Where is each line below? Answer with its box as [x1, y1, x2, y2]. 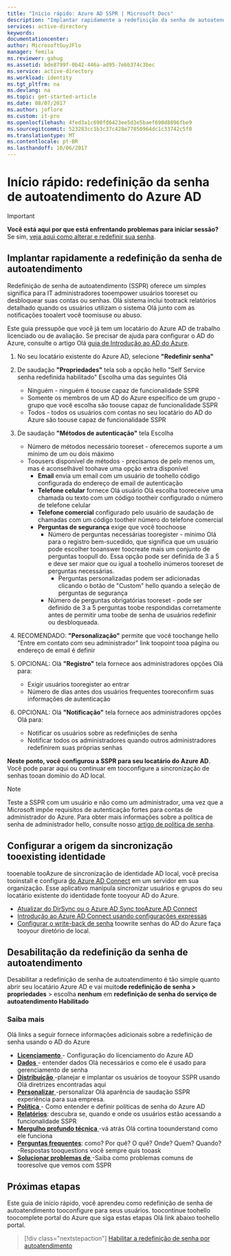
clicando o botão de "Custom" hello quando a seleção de [58, 581, 221, 589]
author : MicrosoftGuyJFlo [7, 42, 81, 49]
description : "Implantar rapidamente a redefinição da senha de [7, 17, 195, 23]
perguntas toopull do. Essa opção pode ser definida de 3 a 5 [47, 552, 220, 560]
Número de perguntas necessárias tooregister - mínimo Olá [47, 530, 217, 538]
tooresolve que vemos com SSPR [16, 1161, 112, 1169]
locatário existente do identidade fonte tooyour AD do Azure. [7, 891, 179, 900]
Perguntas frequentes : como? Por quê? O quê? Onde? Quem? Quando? [16, 1139, 222, 1147]
